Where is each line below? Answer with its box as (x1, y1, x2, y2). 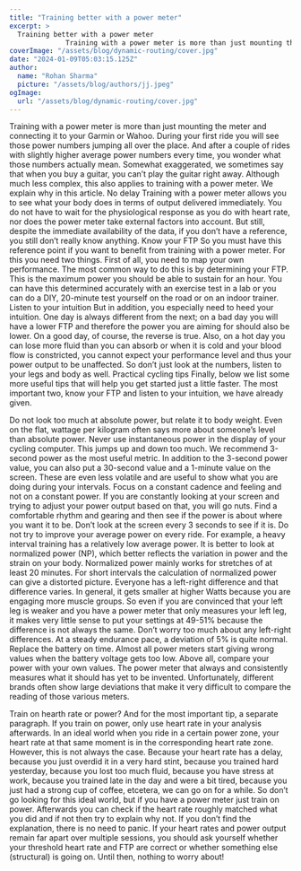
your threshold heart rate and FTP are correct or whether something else (9, 842, 279, 853)
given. (9, 397, 33, 408)
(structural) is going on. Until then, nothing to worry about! (9, 851, 225, 862)
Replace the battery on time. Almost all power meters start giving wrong (9, 643, 275, 655)
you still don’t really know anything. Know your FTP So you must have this (9, 235, 282, 247)
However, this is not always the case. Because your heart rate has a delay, (9, 746, 284, 758)
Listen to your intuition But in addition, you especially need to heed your (9, 302, 274, 313)
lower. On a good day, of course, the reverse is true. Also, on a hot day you (9, 331, 286, 342)
